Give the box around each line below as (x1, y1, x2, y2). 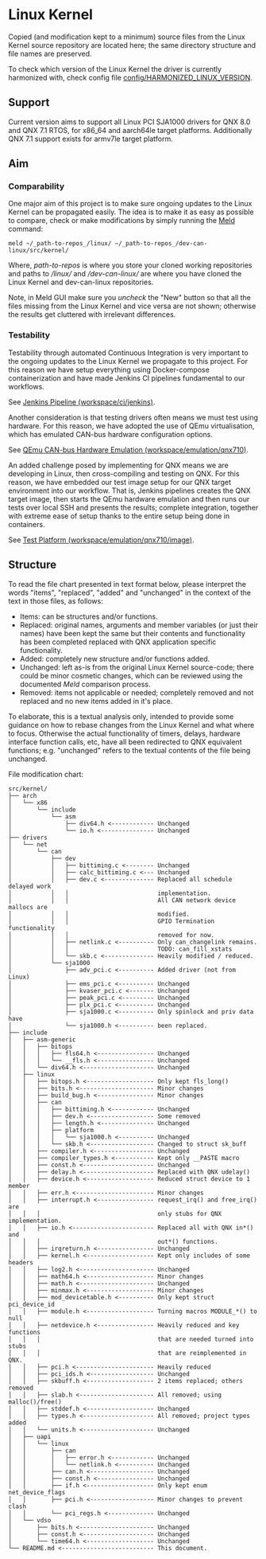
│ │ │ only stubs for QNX (8, 1209, 222, 1217)
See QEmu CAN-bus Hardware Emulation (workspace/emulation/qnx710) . (8, 444, 249, 455)
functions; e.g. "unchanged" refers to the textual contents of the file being (8, 745, 251, 755)
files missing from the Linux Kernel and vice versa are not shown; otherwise (8, 301, 256, 311)
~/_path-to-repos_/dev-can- (114, 240, 208, 248)
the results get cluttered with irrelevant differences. (8, 310, 176, 319)
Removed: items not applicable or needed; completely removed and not (19, 687, 254, 697)
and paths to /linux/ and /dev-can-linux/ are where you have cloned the (8, 269, 242, 279)
